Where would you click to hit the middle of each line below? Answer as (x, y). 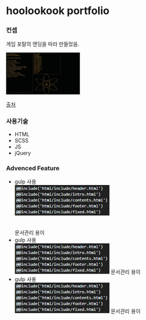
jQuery (22, 153)
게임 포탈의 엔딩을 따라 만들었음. (43, 44)
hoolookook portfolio (58, 11)
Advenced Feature (33, 169)
